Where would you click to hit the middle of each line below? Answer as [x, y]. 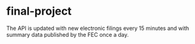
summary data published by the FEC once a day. [67, 34]
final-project [39, 11]
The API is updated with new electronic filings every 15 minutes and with [98, 28]
